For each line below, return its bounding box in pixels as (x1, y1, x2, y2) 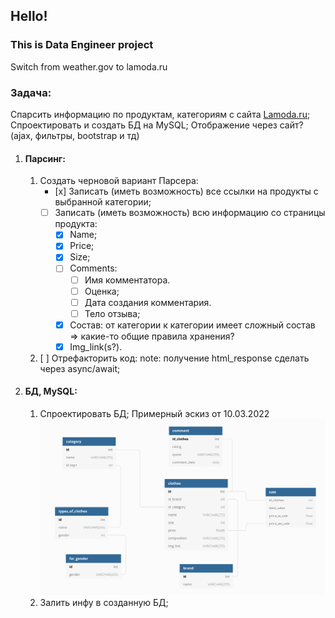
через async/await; (39, 362, 121, 374)
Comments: (69, 262, 118, 274)
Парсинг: (24, 152, 66, 164)
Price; (69, 240, 95, 252)
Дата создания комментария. (84, 296, 212, 308)
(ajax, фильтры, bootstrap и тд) (10, 129, 140, 141)
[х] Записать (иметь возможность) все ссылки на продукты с (54, 185, 319, 198)
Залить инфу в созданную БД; (39, 597, 169, 609)
